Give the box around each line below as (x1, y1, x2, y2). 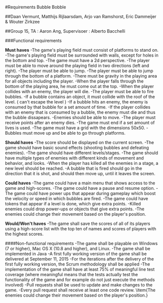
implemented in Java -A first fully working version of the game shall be (5, 251, 147, 257)
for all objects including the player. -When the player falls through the (5, 78, 144, 84)
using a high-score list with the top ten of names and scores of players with (5, 226, 157, 231)
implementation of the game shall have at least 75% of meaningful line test (5, 266, 155, 272)
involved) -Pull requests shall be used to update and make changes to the (5, 282, 153, 287)
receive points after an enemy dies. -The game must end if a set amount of (5, 120, 155, 125)
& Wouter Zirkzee (5, 19, 40, 24)
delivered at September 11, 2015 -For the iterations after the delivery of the (5, 256, 154, 262)
